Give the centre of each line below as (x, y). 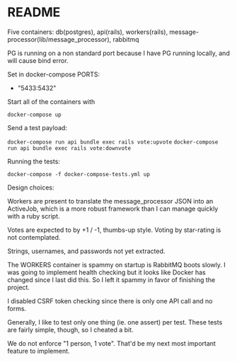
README (34, 12)
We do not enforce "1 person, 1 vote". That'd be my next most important (111, 343)
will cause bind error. (38, 60)
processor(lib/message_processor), (59, 39)
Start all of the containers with (51, 101)
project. (19, 287)
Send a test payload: (37, 127)
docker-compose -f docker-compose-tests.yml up (79, 174)
